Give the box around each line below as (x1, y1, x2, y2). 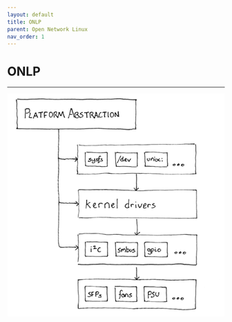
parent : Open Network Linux (7, 26, 88, 33)
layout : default (7, 11, 54, 18)
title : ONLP (7, 18, 41, 26)
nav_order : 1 (7, 33, 45, 40)
